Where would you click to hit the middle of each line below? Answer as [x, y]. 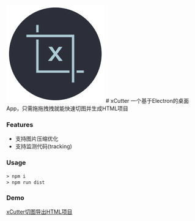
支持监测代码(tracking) [43, 146]
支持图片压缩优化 [37, 139]
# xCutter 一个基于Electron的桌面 [147, 101]
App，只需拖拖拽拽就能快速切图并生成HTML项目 [67, 108]
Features [20, 124]
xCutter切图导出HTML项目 [39, 212]
